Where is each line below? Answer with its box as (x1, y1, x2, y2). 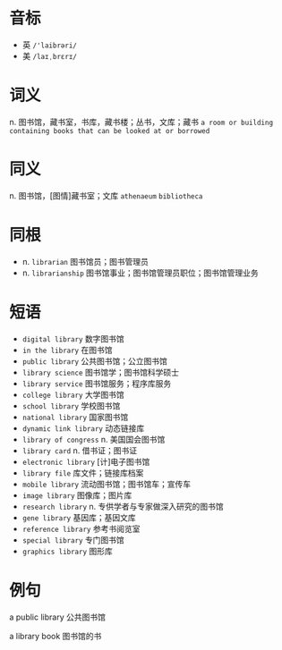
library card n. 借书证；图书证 (21, 444, 137, 456)
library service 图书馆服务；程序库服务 (21, 377, 172, 389)
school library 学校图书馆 (21, 400, 121, 411)
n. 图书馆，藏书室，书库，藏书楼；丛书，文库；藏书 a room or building (9, 116, 274, 127)
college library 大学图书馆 (21, 389, 125, 400)
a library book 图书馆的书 (9, 630, 102, 641)
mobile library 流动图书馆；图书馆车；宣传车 (21, 478, 191, 489)
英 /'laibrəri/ (21, 39, 78, 50)
